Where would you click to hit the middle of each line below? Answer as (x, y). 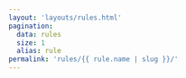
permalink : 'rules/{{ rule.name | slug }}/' (93, 59)
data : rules (39, 34)
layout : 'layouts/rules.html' (65, 17)
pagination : (31, 26)
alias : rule (39, 51)
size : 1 (31, 43)
